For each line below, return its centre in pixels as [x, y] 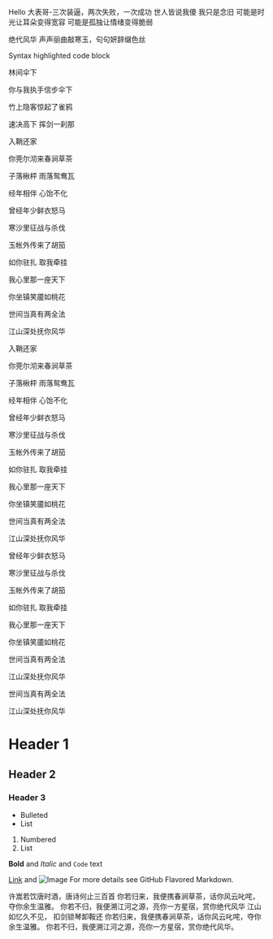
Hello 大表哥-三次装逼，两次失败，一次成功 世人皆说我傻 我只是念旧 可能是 [133, 12]
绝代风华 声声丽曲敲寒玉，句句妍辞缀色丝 [77, 39]
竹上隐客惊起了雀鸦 [41, 107]
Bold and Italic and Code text [56, 863]
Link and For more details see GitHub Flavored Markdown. [121, 879]
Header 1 [39, 744]
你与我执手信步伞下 [41, 89]
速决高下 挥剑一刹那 [41, 124]
